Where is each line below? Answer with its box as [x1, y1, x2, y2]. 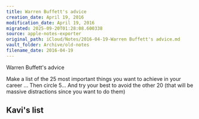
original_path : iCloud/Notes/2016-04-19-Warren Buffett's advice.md [6, 36, 180, 42]
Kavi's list [6, 105, 44, 115]
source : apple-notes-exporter [6, 31, 82, 37]
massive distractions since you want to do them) [6, 87, 125, 95]
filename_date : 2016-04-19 [6, 48, 74, 54]
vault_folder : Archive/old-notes [6, 42, 90, 48]
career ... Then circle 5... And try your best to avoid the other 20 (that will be [6, 82, 194, 89]
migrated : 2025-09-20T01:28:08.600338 [6, 25, 103, 32]
